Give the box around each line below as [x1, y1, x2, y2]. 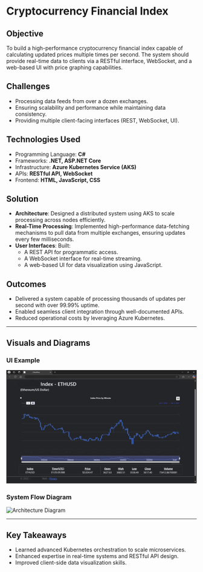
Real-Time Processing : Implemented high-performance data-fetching [14, 223, 190, 230]
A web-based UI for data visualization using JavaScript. [24, 261, 163, 269]
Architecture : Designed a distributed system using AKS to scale [14, 210, 175, 217]
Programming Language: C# [14, 150, 86, 158]
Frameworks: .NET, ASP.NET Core [14, 156, 101, 164]
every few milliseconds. [14, 235, 74, 243]
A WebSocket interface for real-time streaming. [24, 255, 142, 262]
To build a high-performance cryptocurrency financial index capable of [6, 44, 183, 52]
